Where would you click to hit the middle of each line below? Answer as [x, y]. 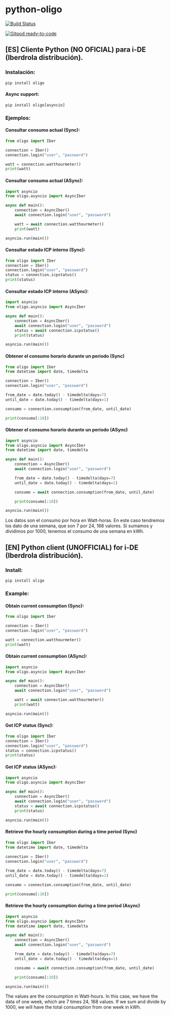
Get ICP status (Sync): [29, 726]
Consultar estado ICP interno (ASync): [47, 291]
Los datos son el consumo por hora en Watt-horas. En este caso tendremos [85, 521]
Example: [17, 593]
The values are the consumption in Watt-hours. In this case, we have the [82, 996]
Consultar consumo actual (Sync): [43, 130]
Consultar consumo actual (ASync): [44, 180]
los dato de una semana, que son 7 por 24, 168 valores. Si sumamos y [79, 526]
